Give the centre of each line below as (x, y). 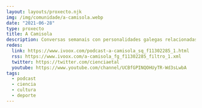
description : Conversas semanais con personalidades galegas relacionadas (102, 40)
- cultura (24, 90)
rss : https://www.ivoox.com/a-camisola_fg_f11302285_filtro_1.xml (96, 56)
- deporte (24, 95)
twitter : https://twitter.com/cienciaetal (66, 62)
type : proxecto (25, 28)
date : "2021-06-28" (31, 23)
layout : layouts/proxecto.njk (44, 12)
